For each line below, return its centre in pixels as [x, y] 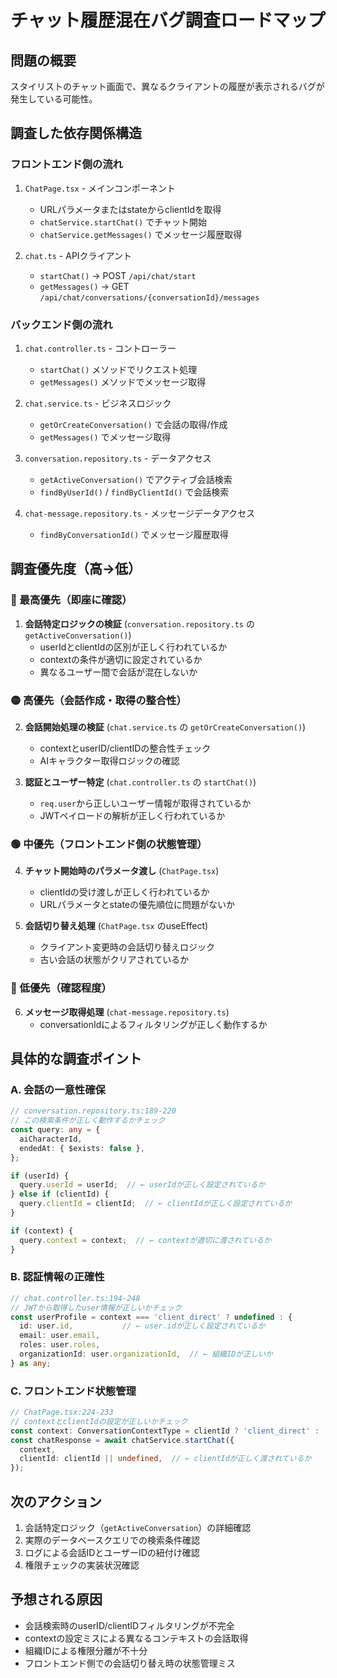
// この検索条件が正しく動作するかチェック [88, 1121]
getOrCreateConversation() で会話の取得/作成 [133, 424]
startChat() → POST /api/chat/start [118, 275]
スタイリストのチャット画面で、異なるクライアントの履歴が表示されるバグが [167, 86]
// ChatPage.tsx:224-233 [62, 1412]
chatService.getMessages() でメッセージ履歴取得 [141, 234]
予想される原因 [56, 1599]
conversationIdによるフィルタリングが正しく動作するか [153, 1024]
